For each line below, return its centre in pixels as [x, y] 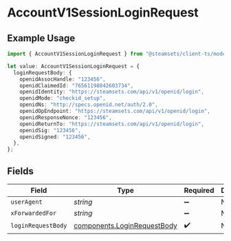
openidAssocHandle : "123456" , [63, 79]
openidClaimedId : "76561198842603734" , [77, 85]
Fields [21, 171]
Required [199, 190]
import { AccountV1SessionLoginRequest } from [75, 54]
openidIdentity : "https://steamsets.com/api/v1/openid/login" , [112, 92]
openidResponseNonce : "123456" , [66, 117]
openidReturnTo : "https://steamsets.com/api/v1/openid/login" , [112, 124]
